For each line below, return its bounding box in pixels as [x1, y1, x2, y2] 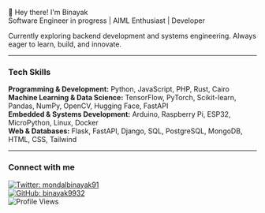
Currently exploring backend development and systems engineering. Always [8, 32, 256, 40]
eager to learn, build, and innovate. [8, 39, 122, 49]
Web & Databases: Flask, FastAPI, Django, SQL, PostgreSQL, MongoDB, [8, 126, 243, 136]
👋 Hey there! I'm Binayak [8, 8, 88, 17]
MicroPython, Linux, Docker [8, 118, 99, 128]
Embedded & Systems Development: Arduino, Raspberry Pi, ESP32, [8, 110, 231, 119]
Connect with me [8, 162, 75, 173]
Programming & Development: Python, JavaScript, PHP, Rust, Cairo [8, 84, 230, 94]
